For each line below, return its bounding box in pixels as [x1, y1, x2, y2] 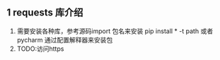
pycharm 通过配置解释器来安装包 [16, 35, 113, 44]
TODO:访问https [16, 44, 64, 53]
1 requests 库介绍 [6, 6, 83, 19]
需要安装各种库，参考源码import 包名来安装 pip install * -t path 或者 [16, 27, 214, 35]
